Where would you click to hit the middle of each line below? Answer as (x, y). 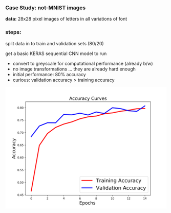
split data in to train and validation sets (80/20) (55, 43)
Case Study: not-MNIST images (46, 8)
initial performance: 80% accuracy (49, 74)
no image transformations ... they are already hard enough (74, 69)
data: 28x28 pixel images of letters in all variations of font (66, 19)
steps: (13, 32)
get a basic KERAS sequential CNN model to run (56, 54)
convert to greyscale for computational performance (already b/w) (83, 63)
